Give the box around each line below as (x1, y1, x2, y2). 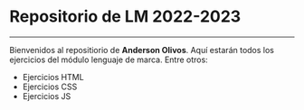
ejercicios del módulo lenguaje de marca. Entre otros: (9, 54, 208, 65)
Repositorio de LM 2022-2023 (9, 6, 242, 27)
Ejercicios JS (22, 90, 71, 101)
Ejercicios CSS (22, 81, 78, 92)
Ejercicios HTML (22, 71, 84, 82)
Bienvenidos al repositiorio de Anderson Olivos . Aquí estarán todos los (9, 44, 274, 55)
